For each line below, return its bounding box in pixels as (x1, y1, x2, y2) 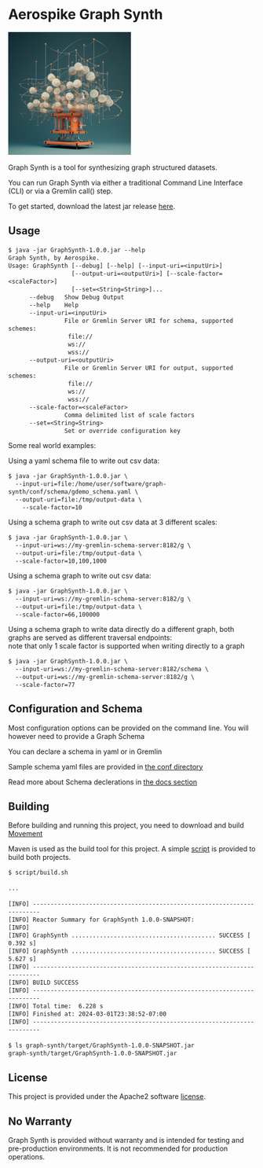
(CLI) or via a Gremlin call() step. (8, 186, 113, 196)
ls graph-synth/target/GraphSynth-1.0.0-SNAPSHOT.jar (15, 1041, 195, 1050)
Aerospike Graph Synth (8, 6, 163, 24)
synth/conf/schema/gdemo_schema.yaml (8, 487, 132, 496)
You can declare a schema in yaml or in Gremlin (8, 747, 163, 756)
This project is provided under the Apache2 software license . (8, 1092, 206, 1101)
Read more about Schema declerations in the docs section (8, 777, 198, 787)
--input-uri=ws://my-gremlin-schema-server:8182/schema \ (15, 665, 210, 673)
